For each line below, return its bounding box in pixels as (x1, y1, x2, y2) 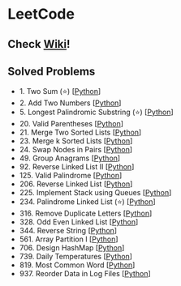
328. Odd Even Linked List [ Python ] (19, 217, 139, 227)
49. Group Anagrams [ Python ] (19, 153, 121, 163)
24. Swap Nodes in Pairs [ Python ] (19, 145, 133, 155)
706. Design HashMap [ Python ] (19, 243, 125, 253)
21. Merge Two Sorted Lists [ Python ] (19, 127, 142, 138)
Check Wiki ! (7, 37, 71, 51)
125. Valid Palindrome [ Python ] (19, 171, 123, 181)
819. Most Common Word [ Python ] (19, 260, 136, 270)
